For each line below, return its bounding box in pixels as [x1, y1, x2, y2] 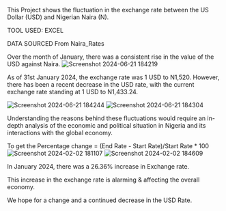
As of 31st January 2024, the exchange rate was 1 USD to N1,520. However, [7, 73, 220, 81]
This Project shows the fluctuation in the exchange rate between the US [7, 6, 210, 14]
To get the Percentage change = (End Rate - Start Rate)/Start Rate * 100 [7, 142, 210, 150]
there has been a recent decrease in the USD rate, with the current [7, 81, 195, 88]
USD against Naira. [7, 60, 61, 68]
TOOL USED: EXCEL [7, 27, 63, 34]
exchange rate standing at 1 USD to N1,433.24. [7, 88, 139, 96]
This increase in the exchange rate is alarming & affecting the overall [7, 175, 200, 184]
